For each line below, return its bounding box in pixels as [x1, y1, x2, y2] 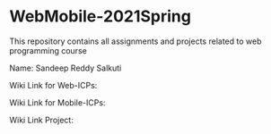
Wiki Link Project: [9, 114, 74, 125]
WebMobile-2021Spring [9, 6, 191, 27]
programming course [9, 45, 87, 55]
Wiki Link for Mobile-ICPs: [9, 96, 106, 108]
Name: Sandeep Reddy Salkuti [9, 63, 122, 73]
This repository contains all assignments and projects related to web [9, 36, 262, 46]
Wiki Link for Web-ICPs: [9, 80, 98, 90]
